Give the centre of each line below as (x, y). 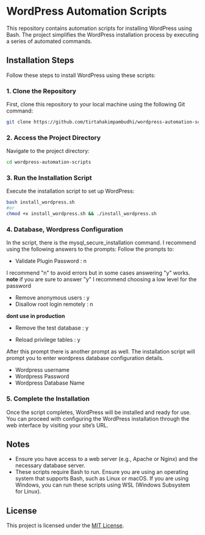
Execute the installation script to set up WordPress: (70, 191)
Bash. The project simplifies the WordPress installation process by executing (103, 34)
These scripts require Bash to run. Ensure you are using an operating (102, 472)
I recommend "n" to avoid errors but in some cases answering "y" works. (98, 273)
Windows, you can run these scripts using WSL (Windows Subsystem (103, 485)
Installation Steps (40, 60)
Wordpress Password (42, 377)
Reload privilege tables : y (48, 340)
